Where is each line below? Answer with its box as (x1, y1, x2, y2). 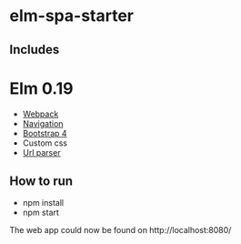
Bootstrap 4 (22, 127, 67, 138)
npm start (22, 207, 59, 219)
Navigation (22, 117, 64, 128)
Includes (9, 42, 60, 57)
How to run (9, 173, 74, 188)
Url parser (22, 147, 61, 158)
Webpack (22, 108, 59, 119)
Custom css (22, 137, 68, 148)
